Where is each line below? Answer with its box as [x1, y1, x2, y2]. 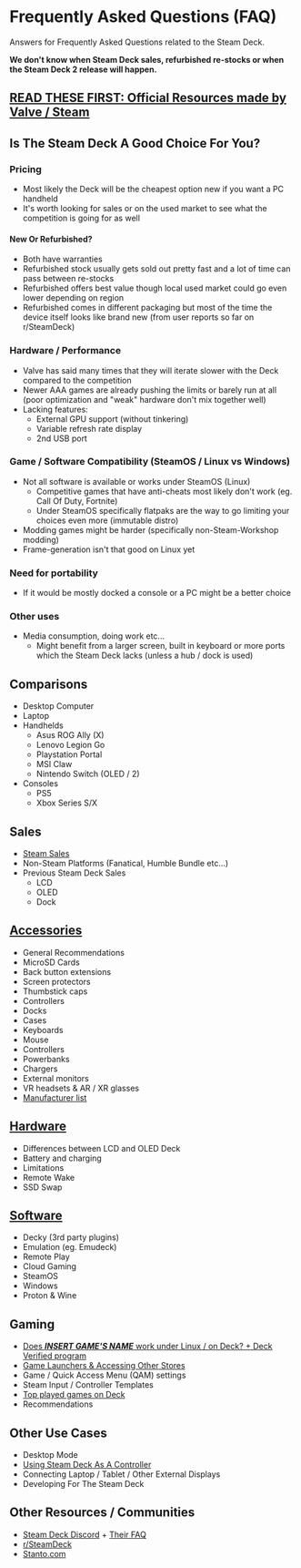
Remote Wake [22, 1172, 75, 1183]
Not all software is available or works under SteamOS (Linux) [22, 476, 251, 487]
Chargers [22, 1063, 58, 1074]
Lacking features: [22, 404, 88, 415]
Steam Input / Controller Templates [22, 1379, 155, 1390]
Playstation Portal [35, 749, 103, 760]
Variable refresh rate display [35, 423, 143, 434]
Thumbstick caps [22, 986, 88, 997]
